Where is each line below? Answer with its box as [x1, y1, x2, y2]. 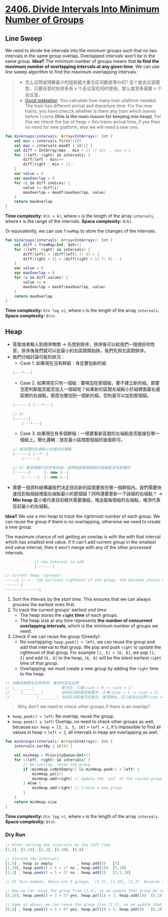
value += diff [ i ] [23, 185, 59, 190]
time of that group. [19, 660, 58, 666]
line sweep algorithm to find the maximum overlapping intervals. [5, 69, 137, 75]
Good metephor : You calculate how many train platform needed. [24, 97, 157, 103]
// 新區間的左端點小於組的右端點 [12, 447, 71, 452]
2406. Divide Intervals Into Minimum [5, 4, 160, 15]
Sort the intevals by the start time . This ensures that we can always [12, 596, 151, 602]
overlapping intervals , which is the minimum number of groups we [19, 623, 158, 629]
